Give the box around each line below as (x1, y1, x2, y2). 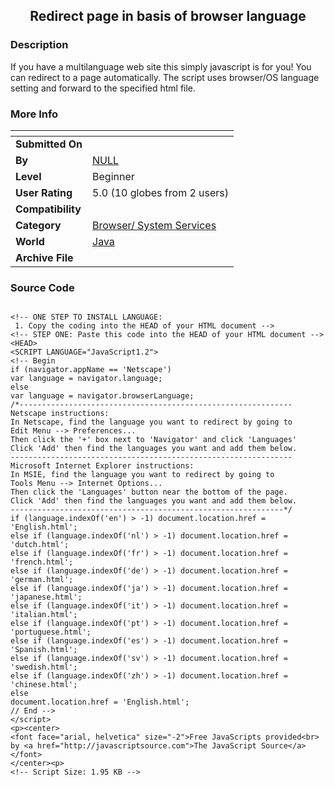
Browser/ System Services (92, 218, 217, 232)
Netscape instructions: (10, 409, 110, 419)
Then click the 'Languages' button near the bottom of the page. (10, 487, 288, 498)
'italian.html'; (10, 610, 78, 620)
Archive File (15, 250, 74, 264)
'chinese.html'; (10, 680, 78, 690)
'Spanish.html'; (10, 645, 78, 655)
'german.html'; (10, 575, 74, 585)
